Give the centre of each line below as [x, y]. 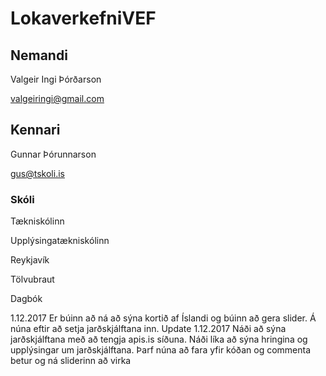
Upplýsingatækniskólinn [60, 241]
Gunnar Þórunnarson [53, 154]
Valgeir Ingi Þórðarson [56, 79]
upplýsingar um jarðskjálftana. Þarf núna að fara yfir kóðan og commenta [161, 350]
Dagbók [26, 299]
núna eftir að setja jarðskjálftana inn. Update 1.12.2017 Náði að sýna [148, 329]
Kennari [35, 130]
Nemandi [39, 55]
